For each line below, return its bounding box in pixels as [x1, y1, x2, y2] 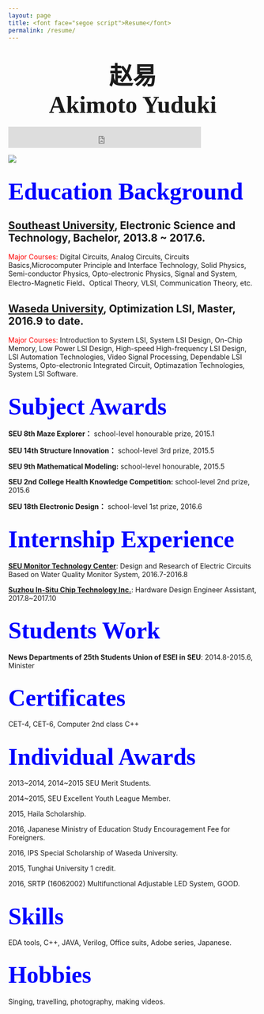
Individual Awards [8, 743, 196, 770]
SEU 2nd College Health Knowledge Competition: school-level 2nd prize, [8, 477, 251, 487]
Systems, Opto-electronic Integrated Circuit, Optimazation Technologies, [8, 361, 245, 370]
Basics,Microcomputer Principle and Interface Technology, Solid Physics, [8, 261, 247, 270]
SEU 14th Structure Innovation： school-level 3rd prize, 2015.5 [8, 446, 215, 456]
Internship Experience [8, 526, 235, 553]
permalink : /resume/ [8, 26, 77, 34]
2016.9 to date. [8, 314, 85, 327]
